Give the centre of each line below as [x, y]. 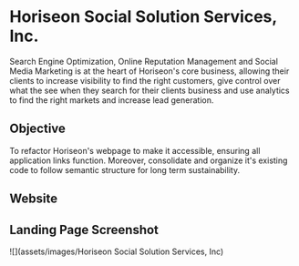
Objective [38, 129]
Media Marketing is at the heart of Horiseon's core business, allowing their [149, 71]
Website [33, 199]
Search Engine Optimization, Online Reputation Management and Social [144, 61]
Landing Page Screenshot [84, 230]
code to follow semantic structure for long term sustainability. [124, 169]
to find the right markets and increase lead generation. [112, 100]
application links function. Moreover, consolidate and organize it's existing [149, 160]
